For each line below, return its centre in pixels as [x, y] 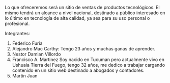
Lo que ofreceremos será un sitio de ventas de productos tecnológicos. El [82, 7]
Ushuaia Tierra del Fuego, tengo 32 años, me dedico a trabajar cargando [89, 65]
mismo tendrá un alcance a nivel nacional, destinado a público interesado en [85, 13]
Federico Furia [27, 43]
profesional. [17, 23]
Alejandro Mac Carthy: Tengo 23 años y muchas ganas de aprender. [84, 49]
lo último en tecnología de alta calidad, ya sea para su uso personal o [77, 18]
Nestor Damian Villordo [36, 54]
